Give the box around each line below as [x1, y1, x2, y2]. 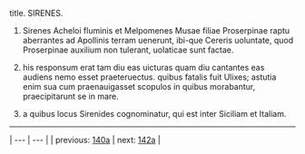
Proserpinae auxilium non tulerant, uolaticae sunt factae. [22, 44, 234, 55]
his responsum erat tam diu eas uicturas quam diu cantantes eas [22, 63, 265, 72]
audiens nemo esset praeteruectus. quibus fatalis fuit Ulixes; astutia [22, 72, 277, 82]
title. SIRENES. [9, 8, 64, 18]
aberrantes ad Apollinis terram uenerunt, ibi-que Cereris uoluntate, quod [22, 35, 294, 45]
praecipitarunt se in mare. [22, 91, 120, 101]
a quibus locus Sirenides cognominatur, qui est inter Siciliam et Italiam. [22, 109, 287, 119]
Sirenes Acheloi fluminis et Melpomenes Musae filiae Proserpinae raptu [22, 25, 290, 35]
